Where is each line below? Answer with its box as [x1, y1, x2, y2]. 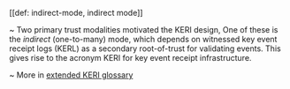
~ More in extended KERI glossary [9, 70, 134, 80]
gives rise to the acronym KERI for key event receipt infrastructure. [9, 53, 252, 63]
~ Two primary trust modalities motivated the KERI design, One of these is [9, 25, 279, 34]
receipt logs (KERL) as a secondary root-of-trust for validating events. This [9, 43, 281, 54]
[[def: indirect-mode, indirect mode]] [9, 8, 143, 18]
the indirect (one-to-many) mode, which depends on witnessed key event [9, 34, 278, 44]
